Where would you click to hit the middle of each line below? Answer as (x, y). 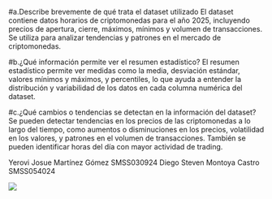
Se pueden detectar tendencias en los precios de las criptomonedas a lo (130, 121)
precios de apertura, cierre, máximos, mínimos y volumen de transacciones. (135, 29)
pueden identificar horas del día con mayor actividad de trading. (116, 147)
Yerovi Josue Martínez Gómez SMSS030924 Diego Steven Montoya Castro (134, 162)
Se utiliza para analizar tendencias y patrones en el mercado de (115, 37)
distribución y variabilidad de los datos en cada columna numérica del (125, 88)
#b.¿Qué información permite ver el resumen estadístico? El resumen (124, 62)
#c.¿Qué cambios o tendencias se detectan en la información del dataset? (132, 112)
